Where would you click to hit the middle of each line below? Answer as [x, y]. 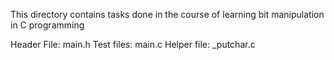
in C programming [47, 25]
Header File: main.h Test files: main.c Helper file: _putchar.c [133, 44]
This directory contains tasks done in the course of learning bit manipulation [167, 14]
